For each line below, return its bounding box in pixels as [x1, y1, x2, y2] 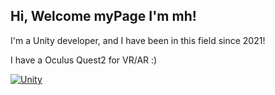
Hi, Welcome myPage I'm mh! [10, 8, 197, 25]
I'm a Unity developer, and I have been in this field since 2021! [10, 34, 266, 46]
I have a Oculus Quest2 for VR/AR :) [10, 54, 158, 66]
